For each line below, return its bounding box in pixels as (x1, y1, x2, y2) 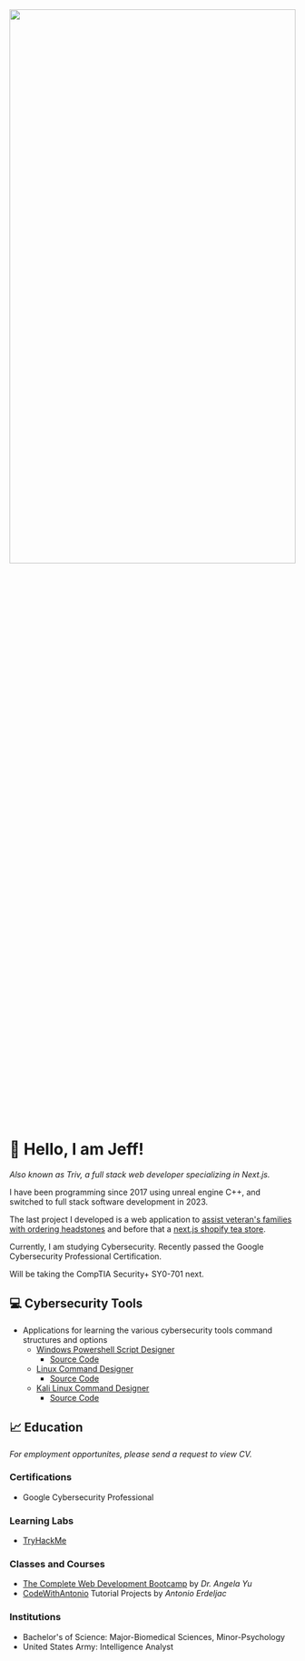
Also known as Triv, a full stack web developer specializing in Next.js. (9, 1168, 271, 1180)
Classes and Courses (9, 1558, 106, 1571)
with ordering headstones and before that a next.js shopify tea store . (9, 1223, 266, 1235)
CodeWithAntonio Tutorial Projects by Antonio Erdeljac (22, 1588, 227, 1599)
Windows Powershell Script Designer (35, 1344, 175, 1355)
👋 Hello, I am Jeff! (9, 1139, 144, 1160)
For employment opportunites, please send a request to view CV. (9, 1448, 252, 1459)
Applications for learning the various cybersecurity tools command (22, 1325, 273, 1336)
